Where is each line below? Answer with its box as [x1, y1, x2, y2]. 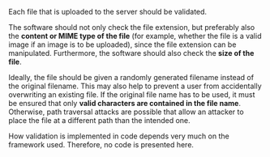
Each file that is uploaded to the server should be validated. [8, 7, 208, 16]
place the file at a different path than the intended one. [8, 116, 191, 125]
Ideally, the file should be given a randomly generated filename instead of [8, 73, 254, 82]
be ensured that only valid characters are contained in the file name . [8, 99, 242, 108]
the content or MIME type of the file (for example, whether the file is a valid [8, 32, 262, 40]
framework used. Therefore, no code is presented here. [8, 140, 195, 149]
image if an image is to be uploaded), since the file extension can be [8, 40, 237, 49]
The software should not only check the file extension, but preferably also [8, 23, 255, 32]
